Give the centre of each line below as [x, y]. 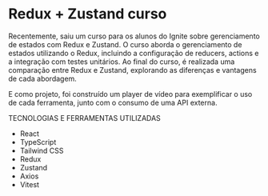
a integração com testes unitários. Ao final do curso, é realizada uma [122, 62]
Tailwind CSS [42, 150]
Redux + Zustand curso [88, 14]
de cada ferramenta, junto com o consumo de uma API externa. [113, 102]
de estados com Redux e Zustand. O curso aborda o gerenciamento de [125, 44]
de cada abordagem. [43, 78]
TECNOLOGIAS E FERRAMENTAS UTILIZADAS [85, 118]
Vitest [30, 184]
